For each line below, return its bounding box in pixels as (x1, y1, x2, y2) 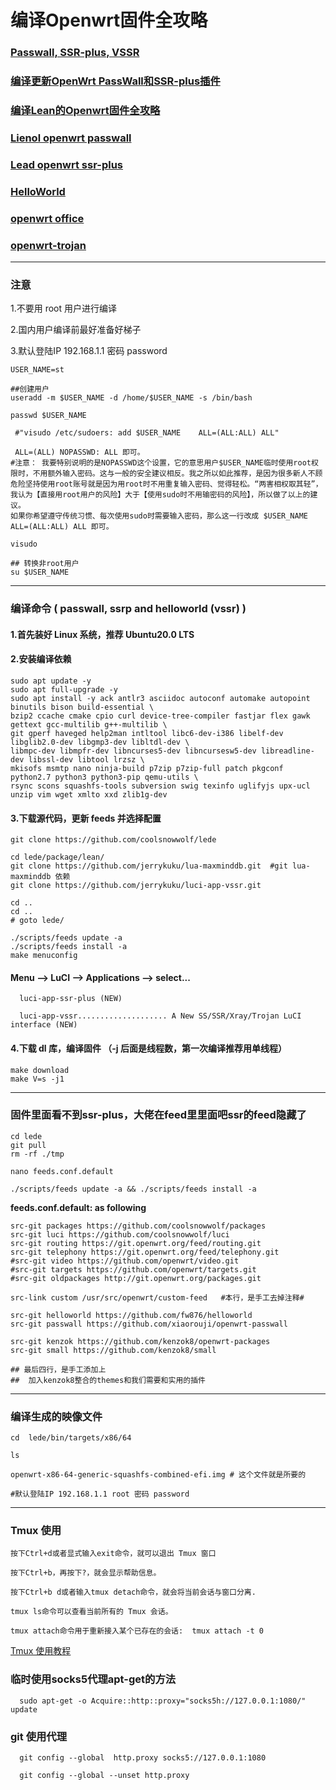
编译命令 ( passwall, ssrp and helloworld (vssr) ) (10, 602, 247, 616)
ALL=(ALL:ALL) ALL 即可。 (10, 522, 114, 532)
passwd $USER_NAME (10, 411, 87, 421)
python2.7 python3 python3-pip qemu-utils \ (10, 772, 199, 782)
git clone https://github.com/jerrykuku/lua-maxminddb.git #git (10, 861, 288, 871)
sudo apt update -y (10, 676, 92, 686)
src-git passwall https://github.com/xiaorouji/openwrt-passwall (10, 1319, 288, 1329)
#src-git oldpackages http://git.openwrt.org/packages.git (10, 1273, 262, 1283)
